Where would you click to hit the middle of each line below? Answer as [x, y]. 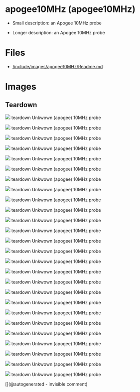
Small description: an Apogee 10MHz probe [57, 23]
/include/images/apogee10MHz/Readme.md [58, 66]
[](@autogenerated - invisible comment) [47, 384]
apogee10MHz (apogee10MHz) [70, 9]
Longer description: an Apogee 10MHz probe [59, 32]
